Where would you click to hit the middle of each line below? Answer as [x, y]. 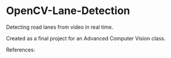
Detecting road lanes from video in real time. [60, 27]
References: [20, 50]
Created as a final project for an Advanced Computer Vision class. [86, 38]
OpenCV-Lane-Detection [68, 11]
